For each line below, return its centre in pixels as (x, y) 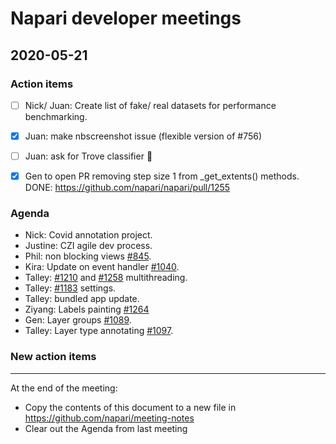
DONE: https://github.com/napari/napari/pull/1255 (127, 188)
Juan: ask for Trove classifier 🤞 (88, 156)
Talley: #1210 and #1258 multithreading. (106, 278)
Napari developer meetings (126, 18)
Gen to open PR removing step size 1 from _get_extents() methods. (162, 176)
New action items (53, 357)
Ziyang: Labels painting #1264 (87, 309)
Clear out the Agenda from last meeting (106, 428)
